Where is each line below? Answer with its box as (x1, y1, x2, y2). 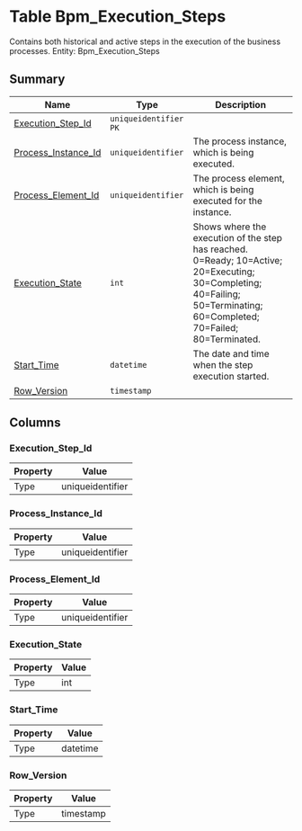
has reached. (192, 243, 249, 255)
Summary (9, 72, 66, 87)
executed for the (192, 194, 262, 207)
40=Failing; (192, 288, 241, 300)
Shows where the (192, 220, 267, 233)
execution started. (192, 370, 270, 382)
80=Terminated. (192, 333, 261, 345)
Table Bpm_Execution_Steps (9, 6, 226, 27)
